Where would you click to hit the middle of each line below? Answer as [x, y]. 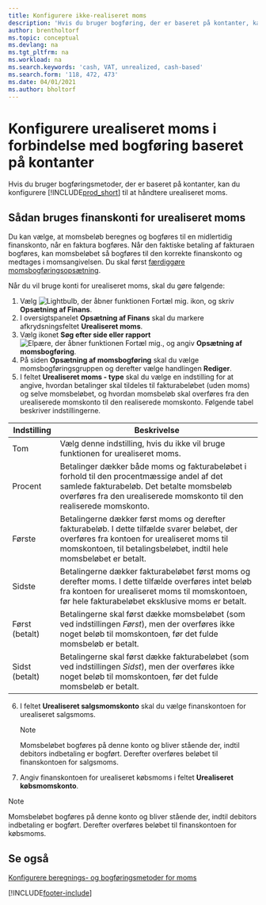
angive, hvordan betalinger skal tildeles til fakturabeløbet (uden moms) [135, 385]
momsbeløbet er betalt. [103, 558]
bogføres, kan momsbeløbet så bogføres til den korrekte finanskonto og [125, 254]
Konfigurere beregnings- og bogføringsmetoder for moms [103, 877]
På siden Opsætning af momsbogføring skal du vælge [109, 360]
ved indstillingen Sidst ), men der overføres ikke [147, 667]
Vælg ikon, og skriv [127, 301]
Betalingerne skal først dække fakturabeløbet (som [154, 657]
